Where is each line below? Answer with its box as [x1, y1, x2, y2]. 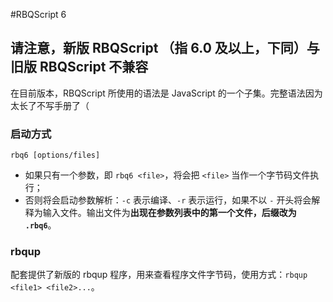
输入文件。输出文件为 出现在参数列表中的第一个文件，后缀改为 [42, 207, 297, 219]
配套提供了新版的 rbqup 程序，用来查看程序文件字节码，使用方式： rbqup [10, 269, 308, 281]
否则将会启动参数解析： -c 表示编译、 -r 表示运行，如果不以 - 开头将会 [24, 194, 312, 206]
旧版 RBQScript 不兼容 [10, 59, 149, 76]
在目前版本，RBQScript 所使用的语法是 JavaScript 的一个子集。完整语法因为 [10, 87, 323, 99]
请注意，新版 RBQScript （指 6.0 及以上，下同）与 [10, 40, 320, 57]
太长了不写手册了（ [10, 99, 90, 111]
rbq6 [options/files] [10, 150, 101, 161]
